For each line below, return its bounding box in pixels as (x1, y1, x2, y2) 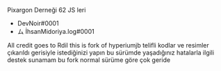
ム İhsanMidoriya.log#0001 (17, 28, 95, 35)
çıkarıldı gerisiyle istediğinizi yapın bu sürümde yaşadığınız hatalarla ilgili (7, 48, 214, 57)
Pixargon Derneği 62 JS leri (7, 6, 86, 14)
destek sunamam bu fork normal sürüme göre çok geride (7, 56, 171, 64)
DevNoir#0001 (17, 19, 59, 27)
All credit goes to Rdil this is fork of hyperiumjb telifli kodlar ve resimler (7, 41, 210, 49)
